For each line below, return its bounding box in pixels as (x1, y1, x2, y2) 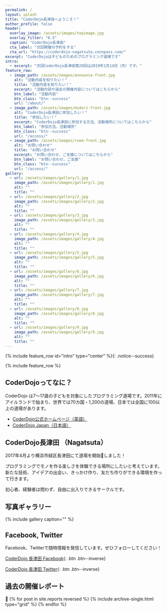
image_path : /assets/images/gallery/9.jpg (14, 330, 104, 335)
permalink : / (5, 7, 32, 13)
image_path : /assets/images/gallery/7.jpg (14, 292, 104, 297)
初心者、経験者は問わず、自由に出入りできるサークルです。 (5, 486, 127, 492)
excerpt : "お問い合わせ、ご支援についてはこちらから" (14, 152, 113, 157)
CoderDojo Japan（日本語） (12, 422, 71, 428)
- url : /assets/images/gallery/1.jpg (9, 175, 88, 181)
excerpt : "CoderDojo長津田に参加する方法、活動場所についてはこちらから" (14, 119, 152, 125)
